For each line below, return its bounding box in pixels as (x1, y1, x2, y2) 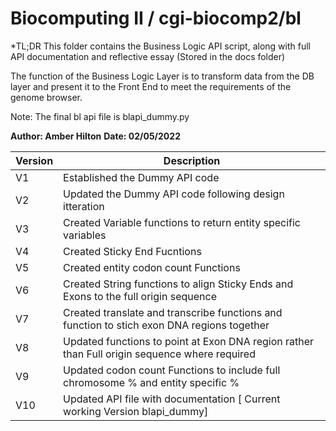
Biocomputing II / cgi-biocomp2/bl (10, 7, 302, 30)
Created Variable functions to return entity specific (63, 215, 301, 229)
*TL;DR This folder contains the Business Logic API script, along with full (10, 40, 311, 52)
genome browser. (10, 91, 83, 103)
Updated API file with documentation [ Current (63, 392, 281, 406)
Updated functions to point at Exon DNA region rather (63, 334, 315, 348)
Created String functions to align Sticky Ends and (63, 277, 294, 291)
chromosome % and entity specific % (63, 375, 240, 389)
